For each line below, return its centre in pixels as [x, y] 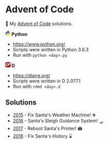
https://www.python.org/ [39, 44]
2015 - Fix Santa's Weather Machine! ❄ [54, 115]
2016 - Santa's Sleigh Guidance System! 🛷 [58, 120]
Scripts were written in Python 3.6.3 [51, 49]
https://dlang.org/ [31, 75]
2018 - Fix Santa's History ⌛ [42, 136]
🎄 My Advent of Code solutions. [39, 24]
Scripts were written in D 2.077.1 [47, 81]
